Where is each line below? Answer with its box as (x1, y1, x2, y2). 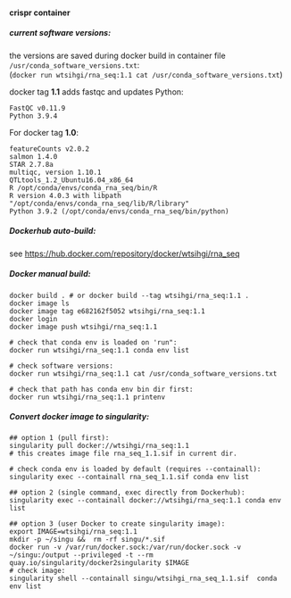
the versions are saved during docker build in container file (9, 50, 226, 61)
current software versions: (9, 28, 112, 38)
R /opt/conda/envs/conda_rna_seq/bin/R (9, 183, 158, 192)
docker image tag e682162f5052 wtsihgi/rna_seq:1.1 (9, 306, 205, 316)
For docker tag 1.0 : (9, 127, 79, 137)
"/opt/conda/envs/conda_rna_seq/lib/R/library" (9, 199, 190, 208)
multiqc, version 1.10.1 (9, 168, 102, 177)
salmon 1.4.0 (9, 152, 58, 161)
